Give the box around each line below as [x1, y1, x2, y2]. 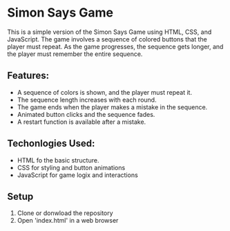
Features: [7, 70, 50, 82]
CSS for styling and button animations [17, 163, 126, 172]
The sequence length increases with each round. [17, 95, 157, 104]
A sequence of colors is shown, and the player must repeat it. [17, 88, 192, 96]
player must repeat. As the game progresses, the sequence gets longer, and [7, 42, 224, 50]
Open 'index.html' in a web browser [17, 216, 119, 225]
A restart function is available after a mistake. [17, 118, 146, 126]
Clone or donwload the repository [17, 209, 113, 217]
